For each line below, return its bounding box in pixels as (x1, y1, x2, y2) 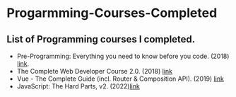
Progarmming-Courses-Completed (6, 5, 218, 21)
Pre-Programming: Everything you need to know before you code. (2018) (16, 52, 230, 60)
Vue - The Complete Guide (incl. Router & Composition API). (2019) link (16, 74, 224, 83)
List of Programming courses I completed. (6, 33, 196, 45)
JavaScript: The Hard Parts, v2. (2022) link (16, 82, 141, 90)
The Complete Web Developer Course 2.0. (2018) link (16, 67, 172, 75)
